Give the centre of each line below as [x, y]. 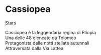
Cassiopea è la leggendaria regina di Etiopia [51, 32]
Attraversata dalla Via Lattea [34, 48]
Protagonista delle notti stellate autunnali [47, 43]
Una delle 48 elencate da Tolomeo [41, 38]
